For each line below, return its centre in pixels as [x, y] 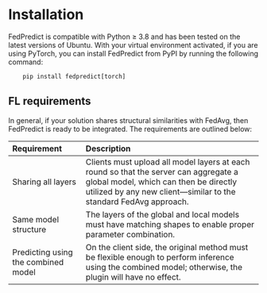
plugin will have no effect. [133, 277]
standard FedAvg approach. [137, 202]
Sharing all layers [44, 182]
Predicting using [43, 252]
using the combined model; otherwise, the [164, 267]
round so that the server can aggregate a [162, 172]
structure [29, 229]
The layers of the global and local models [163, 214]
